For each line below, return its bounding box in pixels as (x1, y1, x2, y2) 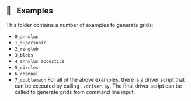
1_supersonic (14, 40, 47, 46)
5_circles (14, 65, 39, 71)
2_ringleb (14, 46, 39, 52)
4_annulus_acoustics (14, 58, 65, 64)
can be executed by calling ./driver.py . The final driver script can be (14, 82, 182, 89)
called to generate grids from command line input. (14, 88, 136, 95)
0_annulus (14, 33, 39, 40)
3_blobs (14, 52, 33, 58)
